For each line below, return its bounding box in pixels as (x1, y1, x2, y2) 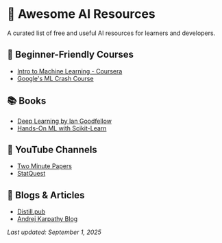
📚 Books (7, 95, 47, 107)
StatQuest (16, 170, 46, 178)
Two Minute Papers (16, 162, 72, 170)
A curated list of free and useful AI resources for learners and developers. (7, 29, 216, 37)
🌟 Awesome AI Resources (7, 6, 156, 22)
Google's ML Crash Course (16, 74, 94, 82)
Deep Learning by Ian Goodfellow (16, 117, 112, 125)
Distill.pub (16, 207, 46, 216)
